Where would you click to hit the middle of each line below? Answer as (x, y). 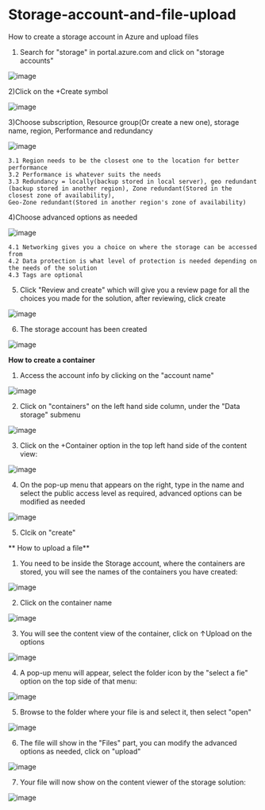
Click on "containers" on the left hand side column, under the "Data (130, 406)
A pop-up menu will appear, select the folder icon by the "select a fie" (134, 672)
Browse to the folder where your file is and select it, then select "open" (135, 712)
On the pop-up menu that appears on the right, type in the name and (132, 485)
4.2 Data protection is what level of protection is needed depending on (133, 261)
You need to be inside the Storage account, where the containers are (132, 563)
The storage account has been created (83, 329)
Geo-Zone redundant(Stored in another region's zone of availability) (127, 202)
